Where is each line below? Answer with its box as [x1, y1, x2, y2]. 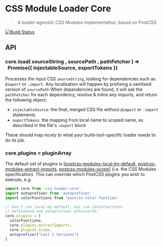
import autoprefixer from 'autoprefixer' [5, 190, 92, 196]
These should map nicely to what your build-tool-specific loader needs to [5, 132, 156, 138]
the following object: [5, 97, 47, 103]
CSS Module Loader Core [5, 3, 111, 14]
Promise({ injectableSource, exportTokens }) [7, 64, 118, 71]
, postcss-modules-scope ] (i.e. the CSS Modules [56, 166, 157, 172]
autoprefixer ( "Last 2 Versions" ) [9, 232, 79, 237]
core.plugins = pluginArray [5, 149, 72, 156]
